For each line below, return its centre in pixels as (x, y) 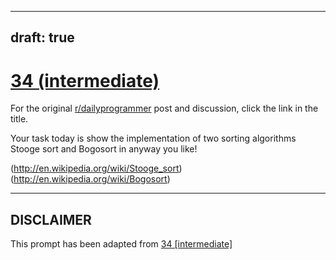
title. (19, 119)
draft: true (42, 37)
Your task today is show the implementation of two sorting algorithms (153, 138)
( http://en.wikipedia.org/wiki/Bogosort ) (90, 179)
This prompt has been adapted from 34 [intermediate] (121, 244)
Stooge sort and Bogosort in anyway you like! (104, 149)
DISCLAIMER (51, 219)
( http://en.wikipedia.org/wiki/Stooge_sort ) (96, 168)
